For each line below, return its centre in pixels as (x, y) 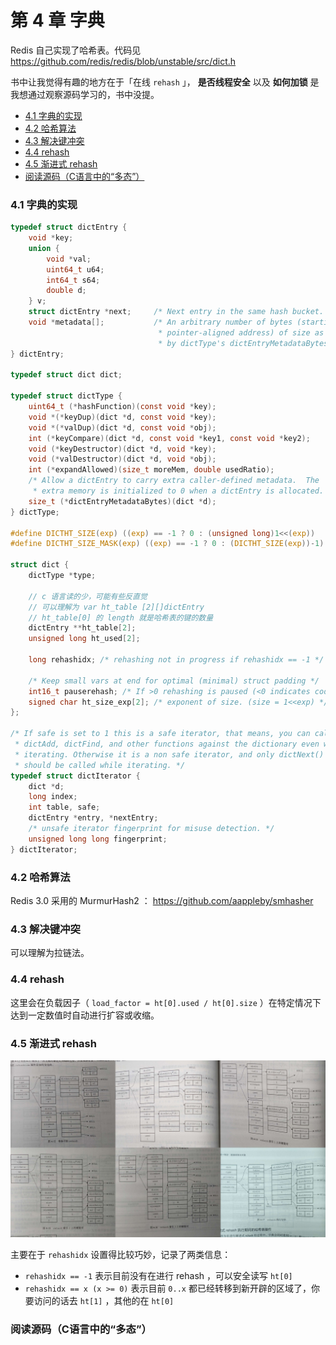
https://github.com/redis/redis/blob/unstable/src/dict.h (123, 61)
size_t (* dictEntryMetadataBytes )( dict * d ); (122, 501)
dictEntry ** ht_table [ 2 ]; (82, 628)
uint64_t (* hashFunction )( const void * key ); (122, 407)
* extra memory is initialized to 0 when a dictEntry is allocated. (178, 491)
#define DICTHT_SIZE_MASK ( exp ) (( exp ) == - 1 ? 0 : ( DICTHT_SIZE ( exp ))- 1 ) (167, 544)
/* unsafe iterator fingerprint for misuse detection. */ (151, 829)
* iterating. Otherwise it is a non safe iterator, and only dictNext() (169, 754)
